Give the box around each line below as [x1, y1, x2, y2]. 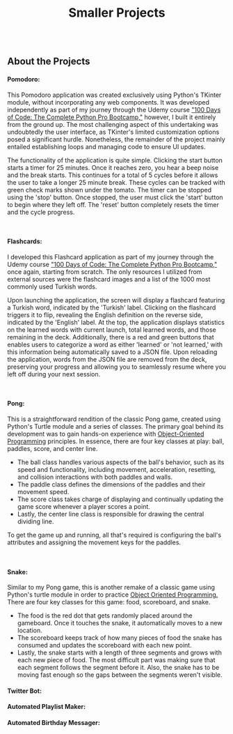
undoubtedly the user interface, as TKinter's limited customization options [7, 128, 220, 136]
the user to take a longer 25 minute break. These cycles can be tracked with [7, 178, 226, 186]
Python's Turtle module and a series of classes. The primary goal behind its [7, 422, 224, 430]
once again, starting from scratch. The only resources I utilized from [7, 267, 202, 276]
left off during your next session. [7, 369, 101, 378]
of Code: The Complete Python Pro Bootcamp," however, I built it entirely [7, 113, 216, 121]
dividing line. [17, 517, 54, 526]
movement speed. [17, 487, 70, 496]
